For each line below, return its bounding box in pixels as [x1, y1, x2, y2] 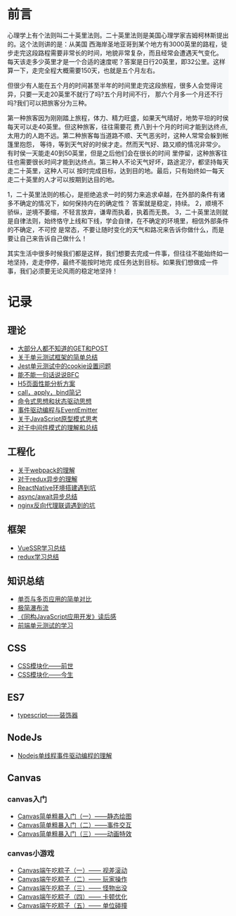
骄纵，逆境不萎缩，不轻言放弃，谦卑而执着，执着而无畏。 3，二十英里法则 [7, 208, 223, 216]
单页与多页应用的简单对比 [17, 595, 92, 604]
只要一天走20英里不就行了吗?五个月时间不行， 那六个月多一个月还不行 [19, 89, 223, 98]
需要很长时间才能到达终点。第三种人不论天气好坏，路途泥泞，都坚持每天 [19, 158, 229, 166]
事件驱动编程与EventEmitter [17, 405, 98, 414]
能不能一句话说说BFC [17, 370, 79, 379]
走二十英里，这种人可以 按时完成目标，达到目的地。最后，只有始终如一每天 [7, 166, 225, 174]
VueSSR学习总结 [17, 543, 66, 552]
